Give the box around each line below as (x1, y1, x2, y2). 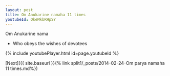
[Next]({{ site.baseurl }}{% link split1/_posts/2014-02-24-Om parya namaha (5, 60, 165, 66)
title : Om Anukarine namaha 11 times (5, 12, 86, 17)
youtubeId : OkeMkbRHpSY (5, 17, 56, 22)
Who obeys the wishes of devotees (12, 41, 88, 47)
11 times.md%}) (5, 65, 38, 71)
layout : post (5, 7, 33, 13)
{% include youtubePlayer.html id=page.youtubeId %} (5, 50, 119, 56)
